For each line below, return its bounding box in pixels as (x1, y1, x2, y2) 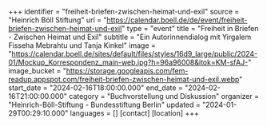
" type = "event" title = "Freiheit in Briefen (121, 24, 259, 33)
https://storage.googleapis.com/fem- (66, 66, 189, 75)
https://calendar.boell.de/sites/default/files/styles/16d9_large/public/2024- (11, 49, 258, 58)
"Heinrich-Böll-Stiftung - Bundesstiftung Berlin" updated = (8, 100, 201, 109)
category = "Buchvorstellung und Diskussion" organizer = (69, 92, 260, 100)
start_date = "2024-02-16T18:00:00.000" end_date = (8, 83, 184, 93)
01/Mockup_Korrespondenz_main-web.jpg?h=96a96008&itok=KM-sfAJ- (8, 57, 249, 67)
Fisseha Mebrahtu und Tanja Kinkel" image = (8, 41, 156, 50)
